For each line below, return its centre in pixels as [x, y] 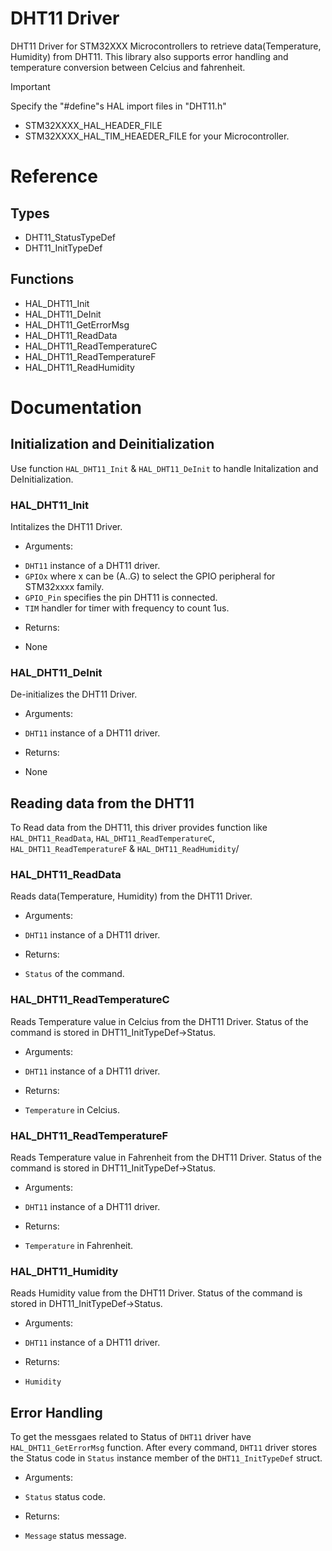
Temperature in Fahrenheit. [79, 1246]
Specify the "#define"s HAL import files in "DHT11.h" [118, 106]
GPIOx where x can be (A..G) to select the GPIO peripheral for [150, 576]
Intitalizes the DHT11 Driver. [66, 527]
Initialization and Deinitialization [112, 444]
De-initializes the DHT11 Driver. [74, 694]
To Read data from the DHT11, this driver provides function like [139, 828]
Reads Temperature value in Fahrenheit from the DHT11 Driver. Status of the [166, 1158]
